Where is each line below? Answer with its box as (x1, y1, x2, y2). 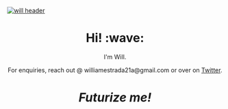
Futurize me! (78, 90, 152, 106)
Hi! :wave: (86, 31, 144, 46)
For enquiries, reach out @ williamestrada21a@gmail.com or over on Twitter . (8, 65, 223, 74)
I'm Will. (103, 52, 127, 61)
